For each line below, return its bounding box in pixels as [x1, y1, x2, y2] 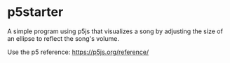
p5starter [7, 4, 64, 20]
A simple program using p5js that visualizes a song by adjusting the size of [7, 27, 223, 35]
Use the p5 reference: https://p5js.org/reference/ [7, 48, 149, 56]
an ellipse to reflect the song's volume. [7, 34, 119, 42]
